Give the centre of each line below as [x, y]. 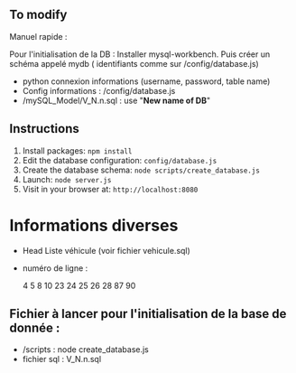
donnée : [35, 327]
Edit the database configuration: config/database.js [120, 160]
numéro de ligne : [55, 268]
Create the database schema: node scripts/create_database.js [141, 170]
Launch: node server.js [67, 179]
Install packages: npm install [77, 150]
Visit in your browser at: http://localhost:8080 [110, 189]
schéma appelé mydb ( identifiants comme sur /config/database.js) [134, 63]
